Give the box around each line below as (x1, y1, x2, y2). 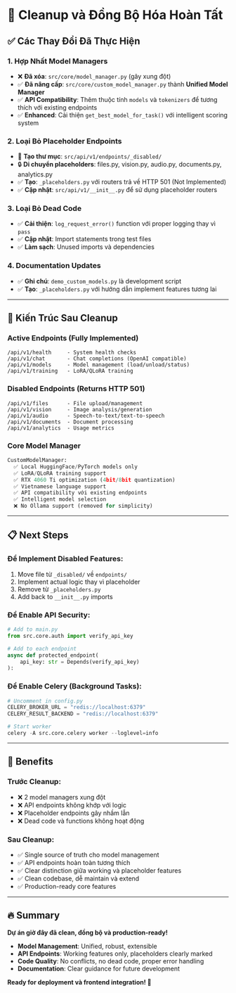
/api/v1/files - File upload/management (7, 399, 143, 407)
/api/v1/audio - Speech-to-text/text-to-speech (7, 412, 165, 419)
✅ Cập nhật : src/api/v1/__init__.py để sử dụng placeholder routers (17, 186, 218, 194)
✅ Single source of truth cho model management (17, 850, 159, 859)
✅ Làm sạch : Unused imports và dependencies (17, 243, 155, 251)
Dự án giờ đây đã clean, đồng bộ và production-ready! (7, 928, 169, 937)
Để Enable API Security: (7, 610, 91, 620)
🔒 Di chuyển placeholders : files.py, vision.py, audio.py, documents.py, (17, 160, 222, 169)
